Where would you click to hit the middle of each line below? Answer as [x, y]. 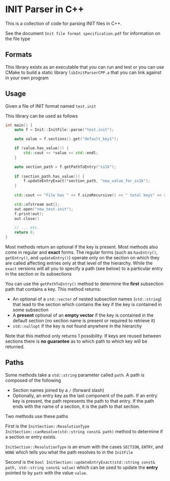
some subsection [31, 310]
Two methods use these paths [37, 416]
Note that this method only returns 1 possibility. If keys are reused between [83, 336]
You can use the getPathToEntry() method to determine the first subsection [84, 284]
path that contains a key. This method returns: [53, 289]
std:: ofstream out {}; [37, 204]
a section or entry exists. [31, 437]
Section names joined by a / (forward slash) [58, 390]
